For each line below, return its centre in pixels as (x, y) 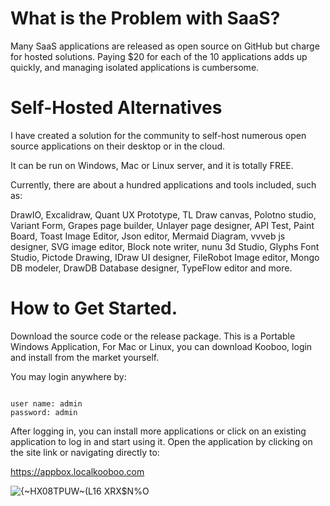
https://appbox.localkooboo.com (77, 471)
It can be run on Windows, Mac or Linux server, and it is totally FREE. (152, 165)
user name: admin (46, 403)
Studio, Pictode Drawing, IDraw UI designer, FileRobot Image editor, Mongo (165, 257)
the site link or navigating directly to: (85, 452)
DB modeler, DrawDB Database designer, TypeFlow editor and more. (151, 268)
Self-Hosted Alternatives (116, 108)
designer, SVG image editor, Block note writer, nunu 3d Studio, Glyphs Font (165, 246)
